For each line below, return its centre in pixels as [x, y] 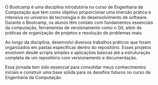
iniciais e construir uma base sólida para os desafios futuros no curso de [78, 72]
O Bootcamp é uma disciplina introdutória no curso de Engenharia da [74, 7]
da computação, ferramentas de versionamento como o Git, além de [73, 28]
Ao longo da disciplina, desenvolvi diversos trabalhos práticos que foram [78, 42]
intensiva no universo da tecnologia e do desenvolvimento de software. [77, 17]
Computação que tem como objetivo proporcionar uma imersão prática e [78, 12]
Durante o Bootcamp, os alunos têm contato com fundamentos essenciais [79, 22]
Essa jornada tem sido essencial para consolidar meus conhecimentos [76, 67]
